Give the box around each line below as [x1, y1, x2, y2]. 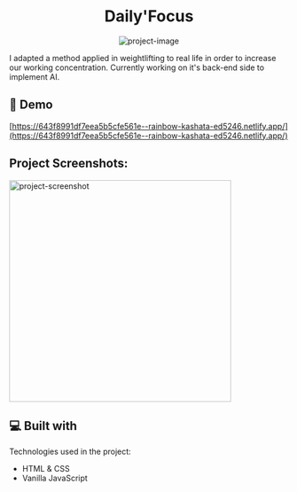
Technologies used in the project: [9, 446, 131, 457]
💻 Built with [9, 418, 78, 433]
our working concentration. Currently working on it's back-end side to [9, 62, 264, 73]
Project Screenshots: [9, 156, 129, 171]
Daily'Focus [104, 6, 194, 27]
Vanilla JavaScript [21, 472, 89, 484]
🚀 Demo [9, 98, 53, 113]
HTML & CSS [21, 464, 70, 474]
